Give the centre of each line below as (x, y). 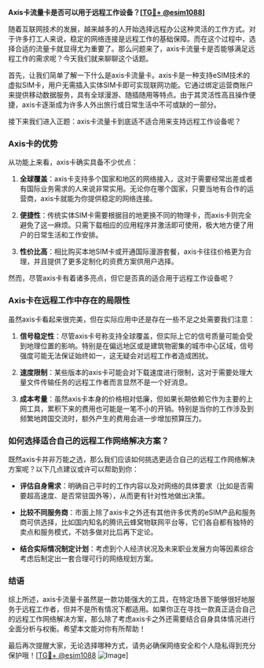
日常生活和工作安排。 (68, 235)
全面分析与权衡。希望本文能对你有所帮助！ (77, 629)
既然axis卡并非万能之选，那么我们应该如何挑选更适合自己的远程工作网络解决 (132, 459)
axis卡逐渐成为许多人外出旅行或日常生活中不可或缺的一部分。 (121, 105)
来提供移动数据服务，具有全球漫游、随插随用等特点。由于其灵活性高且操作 (128, 95)
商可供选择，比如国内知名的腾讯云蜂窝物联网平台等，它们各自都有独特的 (136, 522)
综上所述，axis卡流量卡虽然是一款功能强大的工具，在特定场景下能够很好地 (128, 600)
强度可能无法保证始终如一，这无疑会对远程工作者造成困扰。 (116, 355)
